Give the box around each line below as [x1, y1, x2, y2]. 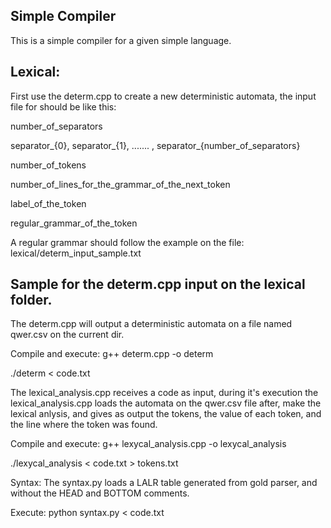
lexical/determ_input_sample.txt [10, 247, 142, 259]
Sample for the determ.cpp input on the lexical [10, 276, 306, 293]
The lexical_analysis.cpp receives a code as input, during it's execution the [10, 387, 319, 399]
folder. [10, 292, 53, 309]
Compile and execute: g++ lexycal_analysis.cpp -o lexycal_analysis [10, 438, 287, 450]
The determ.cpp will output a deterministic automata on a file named [10, 318, 293, 330]
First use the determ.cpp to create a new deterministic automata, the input [10, 90, 317, 102]
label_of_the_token [10, 197, 87, 209]
